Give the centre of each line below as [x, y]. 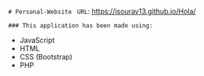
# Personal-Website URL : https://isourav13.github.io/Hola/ [102, 11]
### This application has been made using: [81, 26]
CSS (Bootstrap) [46, 57]
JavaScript [37, 40]
